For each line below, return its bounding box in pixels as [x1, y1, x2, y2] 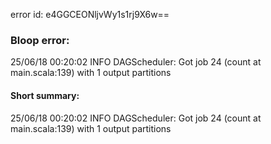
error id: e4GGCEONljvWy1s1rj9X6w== [10, 9, 170, 20]
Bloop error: [10, 33, 70, 47]
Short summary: [10, 89, 80, 101]
